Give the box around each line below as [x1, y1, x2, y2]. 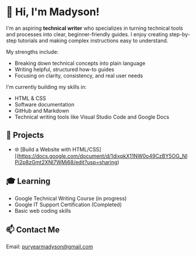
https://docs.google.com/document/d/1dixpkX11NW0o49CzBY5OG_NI [18, 152, 188, 160]
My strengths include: [6, 48, 59, 55]
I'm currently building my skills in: [6, 83, 87, 90]
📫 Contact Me [6, 224, 60, 234]
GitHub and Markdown [14, 107, 69, 114]
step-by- [169, 30, 191, 37]
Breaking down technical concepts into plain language [14, 60, 146, 67]
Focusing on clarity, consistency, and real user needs [14, 72, 143, 79]
